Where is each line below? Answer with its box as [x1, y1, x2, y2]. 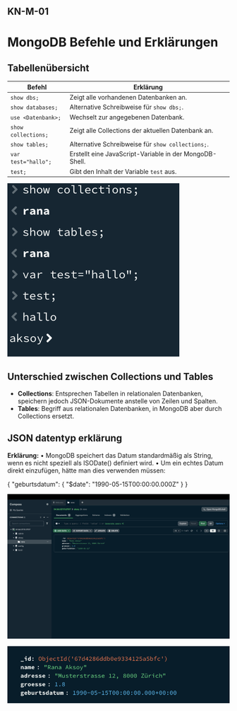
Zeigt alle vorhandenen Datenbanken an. [69, 93, 188, 102]
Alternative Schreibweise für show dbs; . [69, 103, 184, 112]
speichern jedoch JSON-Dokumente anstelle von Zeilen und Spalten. [17, 396, 218, 405]
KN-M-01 [7, 6, 49, 18]
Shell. [69, 157, 86, 166]
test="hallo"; [10, 158, 52, 166]
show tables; [10, 141, 49, 149]
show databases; [10, 104, 59, 112]
